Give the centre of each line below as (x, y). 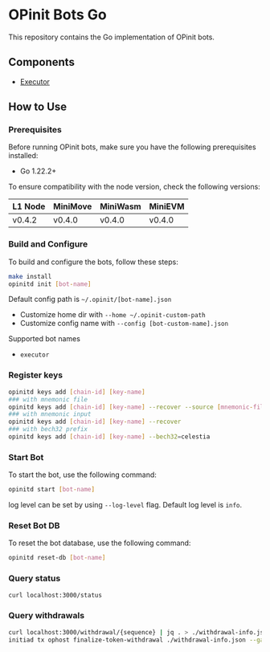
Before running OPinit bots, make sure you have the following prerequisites (132, 147)
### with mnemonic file (48, 399)
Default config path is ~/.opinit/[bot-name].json (90, 300)
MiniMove (73, 206)
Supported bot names (44, 339)
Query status (35, 578)
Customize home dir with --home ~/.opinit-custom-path (113, 315)
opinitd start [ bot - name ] (51, 490)
